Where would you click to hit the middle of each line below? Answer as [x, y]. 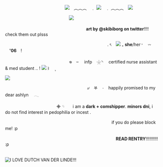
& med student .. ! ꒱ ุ [30, 68]
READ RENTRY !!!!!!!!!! [137, 139]
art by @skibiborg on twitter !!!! [118, 29]
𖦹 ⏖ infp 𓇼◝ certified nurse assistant [113, 62]
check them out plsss [27, 34]
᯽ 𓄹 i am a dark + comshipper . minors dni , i [104, 106]
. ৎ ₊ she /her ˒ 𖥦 [129, 44]
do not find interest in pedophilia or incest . [48, 112]
